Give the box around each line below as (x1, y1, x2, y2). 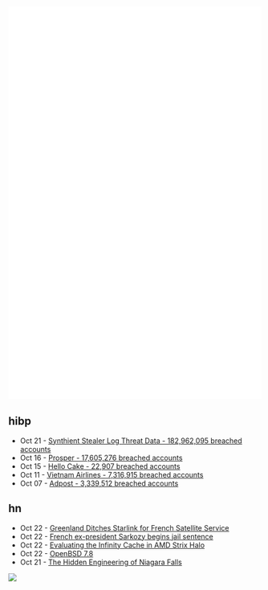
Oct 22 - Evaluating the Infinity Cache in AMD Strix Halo (19, 540, 205, 550)
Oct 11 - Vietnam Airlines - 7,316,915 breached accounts (19, 470, 204, 479)
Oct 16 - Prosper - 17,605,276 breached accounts (19, 453, 183, 462)
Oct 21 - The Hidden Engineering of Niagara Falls (19, 557, 182, 567)
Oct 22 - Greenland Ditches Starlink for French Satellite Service (19, 523, 230, 532)
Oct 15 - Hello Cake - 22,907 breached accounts (19, 461, 181, 471)
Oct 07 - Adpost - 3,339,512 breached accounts (19, 478, 179, 488)
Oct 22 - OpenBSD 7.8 (19, 548, 94, 558)
